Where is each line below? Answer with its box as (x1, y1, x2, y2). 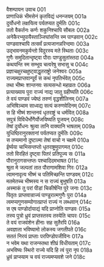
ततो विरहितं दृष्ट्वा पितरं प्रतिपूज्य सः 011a (6, 150, 86, 157)
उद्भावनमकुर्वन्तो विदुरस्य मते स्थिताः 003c (6, 47, 89, 54)
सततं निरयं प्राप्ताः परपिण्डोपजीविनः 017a (6, 233, 84, 240)
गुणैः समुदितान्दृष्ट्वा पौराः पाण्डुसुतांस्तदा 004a (6, 54, 94, 61)
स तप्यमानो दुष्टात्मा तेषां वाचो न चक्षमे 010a (6, 136, 89, 144)
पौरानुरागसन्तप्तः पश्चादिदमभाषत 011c (6, 157, 79, 164)
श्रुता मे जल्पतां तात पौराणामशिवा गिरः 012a (6, 164, 88, 171)
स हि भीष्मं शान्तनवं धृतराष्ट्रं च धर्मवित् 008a (6, 109, 89, 116)
